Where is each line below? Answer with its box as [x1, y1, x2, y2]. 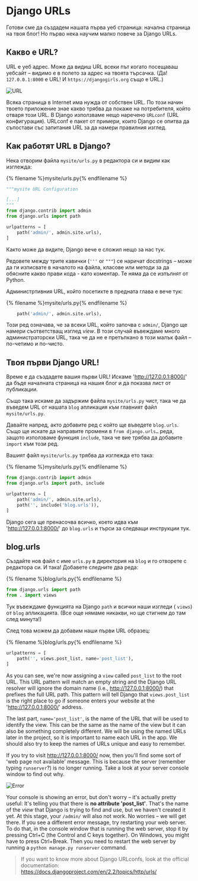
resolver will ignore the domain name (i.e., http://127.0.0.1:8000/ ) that [6, 684, 174, 692]
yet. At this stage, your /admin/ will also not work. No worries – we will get [6, 812, 187, 819]
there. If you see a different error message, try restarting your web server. [6, 819, 187, 826]
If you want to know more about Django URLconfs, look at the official [20, 855, 189, 863]
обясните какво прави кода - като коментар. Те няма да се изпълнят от [6, 270, 189, 277]
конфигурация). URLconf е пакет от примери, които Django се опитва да [6, 117, 190, 125]
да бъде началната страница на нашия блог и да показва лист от [6, 380, 171, 387]
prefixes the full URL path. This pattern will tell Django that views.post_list [6, 691, 190, 698]
